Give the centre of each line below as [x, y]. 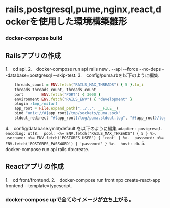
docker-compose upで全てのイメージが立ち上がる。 [70, 199]
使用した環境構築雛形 [83, 22]
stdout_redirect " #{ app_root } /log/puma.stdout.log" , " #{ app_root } [86, 118]
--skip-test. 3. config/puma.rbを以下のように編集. [106, 75]
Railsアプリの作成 [33, 56]
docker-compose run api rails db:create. [47, 149]
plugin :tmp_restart [36, 104]
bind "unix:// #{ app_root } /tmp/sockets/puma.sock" [68, 113]
